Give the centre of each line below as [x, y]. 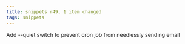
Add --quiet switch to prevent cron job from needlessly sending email [93, 34]
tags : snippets [25, 17]
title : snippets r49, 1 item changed [54, 12]
